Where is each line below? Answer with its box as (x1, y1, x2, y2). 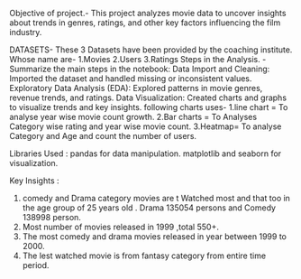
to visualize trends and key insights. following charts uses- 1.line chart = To (9, 102, 288, 112)
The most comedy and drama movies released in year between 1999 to (22, 231, 287, 242)
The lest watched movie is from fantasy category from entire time (22, 250, 267, 261)
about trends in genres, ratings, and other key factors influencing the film (9, 17, 281, 28)
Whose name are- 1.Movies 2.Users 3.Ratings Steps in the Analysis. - (9, 54, 267, 64)
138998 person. (22, 212, 81, 222)
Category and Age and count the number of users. (9, 131, 196, 141)
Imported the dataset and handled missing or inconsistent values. (9, 73, 252, 84)
